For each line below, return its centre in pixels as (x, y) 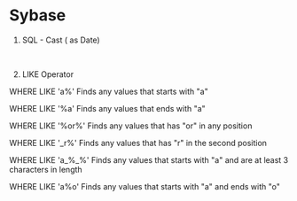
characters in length (46, 169)
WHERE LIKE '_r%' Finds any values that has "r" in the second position (138, 143)
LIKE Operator (47, 74)
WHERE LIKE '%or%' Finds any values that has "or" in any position (131, 126)
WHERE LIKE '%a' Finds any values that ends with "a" (107, 108)
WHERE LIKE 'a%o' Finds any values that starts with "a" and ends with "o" (145, 186)
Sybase (38, 15)
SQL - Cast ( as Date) (61, 40)
